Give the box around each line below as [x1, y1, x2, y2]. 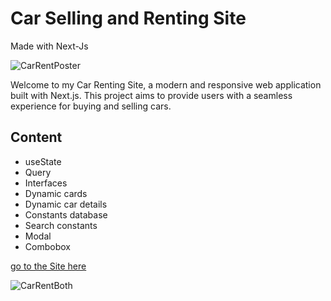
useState [24, 155, 62, 167]
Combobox [24, 240, 71, 252]
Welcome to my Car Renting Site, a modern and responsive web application [10, 78, 322, 91]
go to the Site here [10, 260, 87, 272]
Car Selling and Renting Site [10, 7, 247, 30]
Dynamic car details [24, 198, 108, 210]
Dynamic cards [24, 187, 88, 199]
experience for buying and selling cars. [10, 100, 172, 112]
